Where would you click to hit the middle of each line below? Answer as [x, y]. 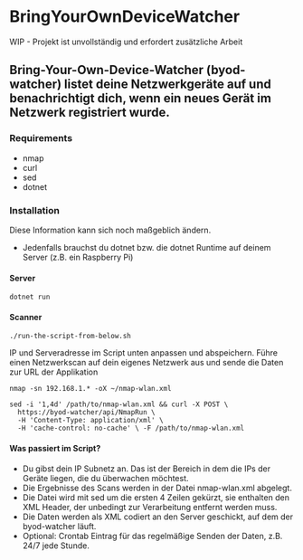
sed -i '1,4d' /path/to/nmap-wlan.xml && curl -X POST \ [119, 404]
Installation [35, 210]
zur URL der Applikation [54, 372]
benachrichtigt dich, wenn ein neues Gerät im [140, 98]
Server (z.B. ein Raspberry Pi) [78, 257]
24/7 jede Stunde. [56, 546]
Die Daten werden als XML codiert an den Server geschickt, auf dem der [158, 517]
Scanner [26, 317]
